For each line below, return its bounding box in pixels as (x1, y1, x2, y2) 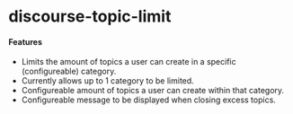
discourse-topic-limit (8, 6, 172, 27)
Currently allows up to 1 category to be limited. (21, 75, 194, 86)
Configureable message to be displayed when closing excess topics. (21, 94, 276, 105)
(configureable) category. (21, 66, 117, 77)
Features (8, 36, 42, 47)
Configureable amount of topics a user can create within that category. (21, 85, 285, 96)
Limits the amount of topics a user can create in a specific (21, 57, 236, 67)
